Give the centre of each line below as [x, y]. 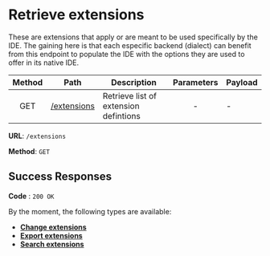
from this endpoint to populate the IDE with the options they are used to [127, 54]
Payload [242, 82]
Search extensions [52, 244]
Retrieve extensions [76, 15]
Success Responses [60, 177]
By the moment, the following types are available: [90, 211]
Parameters [195, 82]
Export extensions [51, 235]
